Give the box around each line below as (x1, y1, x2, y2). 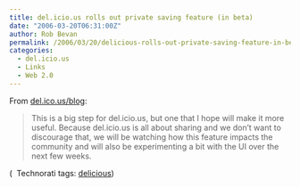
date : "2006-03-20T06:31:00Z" (9, 21, 122, 30)
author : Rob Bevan (9, 29, 78, 38)
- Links (17, 63, 46, 72)
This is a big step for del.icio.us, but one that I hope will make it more (30, 112, 285, 123)
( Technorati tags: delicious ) (9, 167, 114, 178)
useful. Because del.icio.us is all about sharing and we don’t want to (30, 122, 281, 133)
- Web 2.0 (17, 71, 54, 80)
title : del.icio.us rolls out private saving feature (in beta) (9, 12, 254, 22)
